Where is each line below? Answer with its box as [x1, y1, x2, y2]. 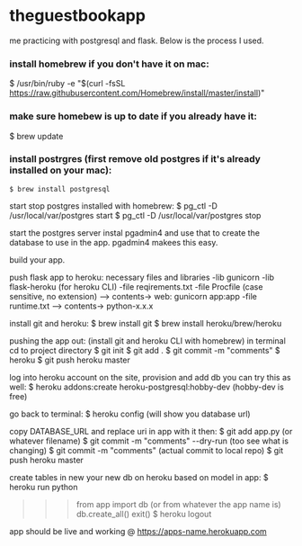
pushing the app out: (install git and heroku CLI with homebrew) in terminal [9, 335, 286, 346]
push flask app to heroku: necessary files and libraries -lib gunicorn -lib [9, 272, 274, 282]
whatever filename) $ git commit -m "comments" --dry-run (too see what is [9, 435, 289, 446]
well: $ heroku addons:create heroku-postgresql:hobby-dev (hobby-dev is [9, 381, 285, 392]
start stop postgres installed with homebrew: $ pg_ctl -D [9, 200, 218, 211]
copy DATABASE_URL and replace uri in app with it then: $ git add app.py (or [9, 425, 293, 436]
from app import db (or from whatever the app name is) [75, 498, 281, 509]
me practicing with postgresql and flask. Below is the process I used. [9, 35, 264, 46]
